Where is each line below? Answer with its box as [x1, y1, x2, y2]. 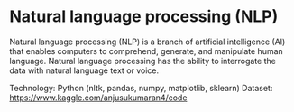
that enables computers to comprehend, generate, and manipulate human [9, 45, 284, 56]
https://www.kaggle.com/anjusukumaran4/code [9, 92, 188, 103]
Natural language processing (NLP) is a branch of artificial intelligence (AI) [9, 36, 286, 47]
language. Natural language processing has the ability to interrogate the [9, 55, 277, 66]
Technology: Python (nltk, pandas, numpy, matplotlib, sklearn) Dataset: [9, 82, 273, 93]
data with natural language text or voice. [9, 65, 160, 76]
